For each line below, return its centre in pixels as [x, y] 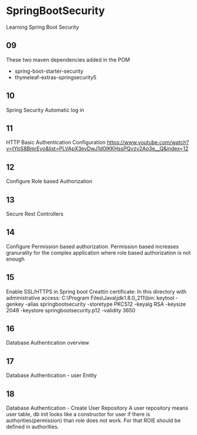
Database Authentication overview [48, 343]
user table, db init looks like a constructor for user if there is [78, 414]
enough [15, 259]
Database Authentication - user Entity [52, 375]
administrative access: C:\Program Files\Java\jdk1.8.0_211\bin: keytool [90, 298]
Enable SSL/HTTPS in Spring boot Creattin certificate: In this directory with [96, 291]
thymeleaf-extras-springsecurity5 [55, 77]
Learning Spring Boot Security [43, 27]
